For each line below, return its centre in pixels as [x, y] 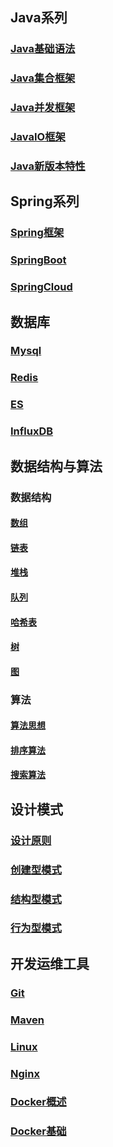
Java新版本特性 [48, 166]
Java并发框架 [43, 108]
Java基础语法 [43, 49]
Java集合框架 [43, 78]
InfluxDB [32, 431]
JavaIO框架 [38, 137]
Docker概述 [38, 1102]
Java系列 [39, 18]
